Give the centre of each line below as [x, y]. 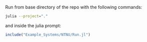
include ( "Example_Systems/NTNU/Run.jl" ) [48, 35]
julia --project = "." [27, 16]
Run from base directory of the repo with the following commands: [74, 7]
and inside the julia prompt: [33, 25]
